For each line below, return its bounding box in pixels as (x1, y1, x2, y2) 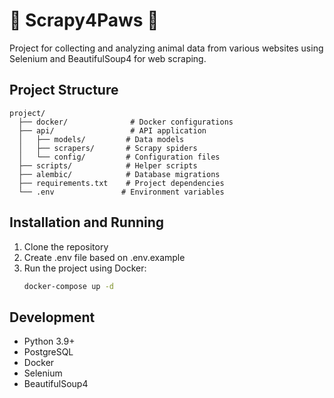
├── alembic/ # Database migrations (18, 169, 221, 179)
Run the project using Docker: (23, 262, 147, 274)
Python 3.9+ (23, 335, 76, 348)
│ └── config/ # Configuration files (18, 152, 221, 162)
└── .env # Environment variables (18, 187, 225, 197)
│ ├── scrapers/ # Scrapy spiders (18, 143, 198, 153)
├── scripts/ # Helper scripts (18, 160, 198, 171)
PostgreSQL (23, 346, 74, 358)
